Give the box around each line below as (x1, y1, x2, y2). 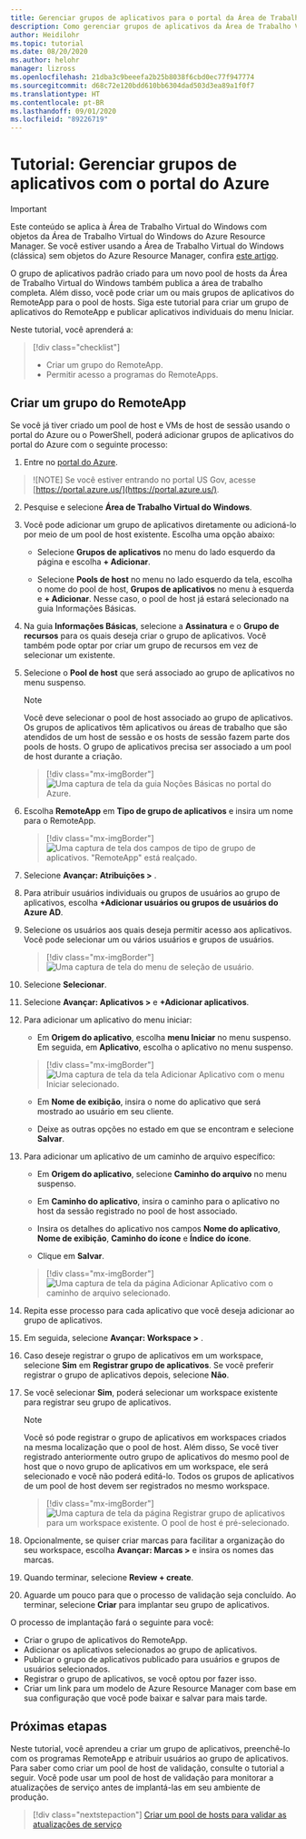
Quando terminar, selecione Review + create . (23, 1571, 194, 1582)
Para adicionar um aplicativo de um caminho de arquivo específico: (23, 1151, 276, 1162)
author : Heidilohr (10, 30, 80, 39)
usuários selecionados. (23, 1663, 111, 1674)
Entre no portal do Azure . (23, 456, 118, 467)
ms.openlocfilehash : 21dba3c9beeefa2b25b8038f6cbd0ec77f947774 (10, 73, 255, 82)
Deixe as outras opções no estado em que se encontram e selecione (36, 1123, 294, 1134)
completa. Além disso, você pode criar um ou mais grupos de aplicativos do (10, 288, 294, 299)
